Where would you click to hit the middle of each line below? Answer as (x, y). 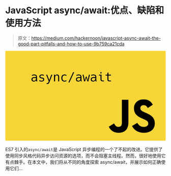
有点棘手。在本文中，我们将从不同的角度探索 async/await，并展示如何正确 (83, 162)
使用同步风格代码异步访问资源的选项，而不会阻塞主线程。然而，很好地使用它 (85, 156)
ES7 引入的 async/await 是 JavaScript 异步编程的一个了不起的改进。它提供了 (84, 150)
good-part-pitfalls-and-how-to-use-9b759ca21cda (71, 44)
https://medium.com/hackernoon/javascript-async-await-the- (96, 38)
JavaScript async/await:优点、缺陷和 (85, 10)
